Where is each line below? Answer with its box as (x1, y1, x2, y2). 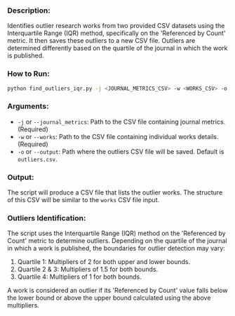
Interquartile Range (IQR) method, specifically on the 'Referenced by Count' (7, 29, 226, 37)
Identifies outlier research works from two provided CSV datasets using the (7, 22, 225, 30)
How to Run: (7, 69, 51, 79)
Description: (7, 6, 51, 15)
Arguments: (7, 101, 49, 111)
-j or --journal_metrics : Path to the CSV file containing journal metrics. (17, 117, 226, 126)
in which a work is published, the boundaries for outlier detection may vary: (7, 244, 226, 253)
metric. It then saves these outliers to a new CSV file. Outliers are (7, 37, 196, 45)
